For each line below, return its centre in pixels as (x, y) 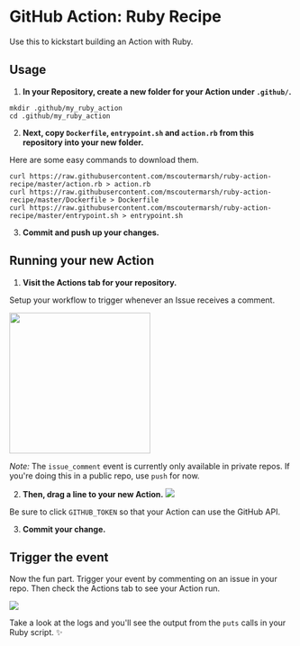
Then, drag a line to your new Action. (93, 494)
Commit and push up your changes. (91, 232)
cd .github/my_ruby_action (60, 116)
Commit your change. (64, 529)
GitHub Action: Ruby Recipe (116, 17)
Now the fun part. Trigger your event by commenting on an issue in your (143, 579)
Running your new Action (82, 261)
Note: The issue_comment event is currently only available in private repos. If (150, 466)
